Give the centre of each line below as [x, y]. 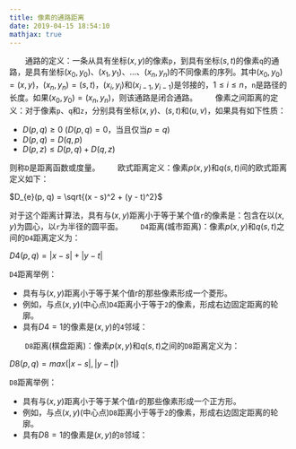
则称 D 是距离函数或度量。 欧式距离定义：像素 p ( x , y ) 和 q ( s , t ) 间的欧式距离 [148, 168]
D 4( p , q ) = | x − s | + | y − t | [56, 255]
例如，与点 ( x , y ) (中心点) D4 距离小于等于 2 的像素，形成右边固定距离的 [146, 304]
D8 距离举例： [33, 382]
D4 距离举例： [33, 273]
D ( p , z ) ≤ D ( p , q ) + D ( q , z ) [69, 149]
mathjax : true [36, 34]
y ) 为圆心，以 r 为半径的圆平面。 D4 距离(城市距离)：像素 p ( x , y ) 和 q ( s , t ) [143, 226]
